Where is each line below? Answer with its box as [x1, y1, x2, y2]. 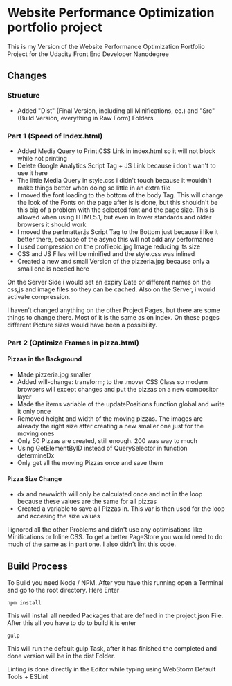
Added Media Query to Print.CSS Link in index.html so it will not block [17, 147, 216, 155]
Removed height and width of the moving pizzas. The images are [17, 415, 203, 423]
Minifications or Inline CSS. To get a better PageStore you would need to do [7, 533, 223, 541]
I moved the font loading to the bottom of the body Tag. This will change [17, 190, 224, 199]
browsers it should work [17, 220, 87, 228]
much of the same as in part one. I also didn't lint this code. [7, 540, 177, 548]
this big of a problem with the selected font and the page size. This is [17, 206, 215, 214]
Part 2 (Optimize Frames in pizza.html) [7, 338, 140, 347]
